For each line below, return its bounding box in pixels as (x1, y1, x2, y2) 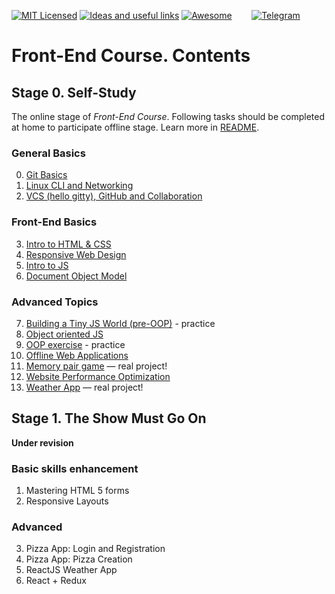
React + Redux (25, 575, 87, 587)
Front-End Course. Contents (11, 45, 251, 67)
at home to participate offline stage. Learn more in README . (11, 121, 260, 133)
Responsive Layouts (25, 495, 109, 507)
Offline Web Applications (25, 349, 129, 361)
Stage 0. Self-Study (11, 84, 137, 101)
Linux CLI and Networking (25, 180, 134, 192)
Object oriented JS (25, 328, 104, 340)
